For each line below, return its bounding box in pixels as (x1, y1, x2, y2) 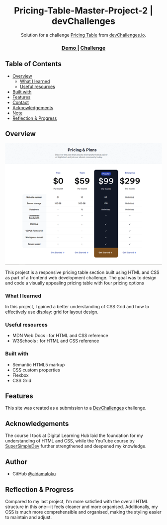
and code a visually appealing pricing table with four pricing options (5, 280, 144, 286)
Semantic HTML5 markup (12, 361, 65, 367)
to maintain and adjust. (5, 514, 52, 520)
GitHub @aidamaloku (12, 471, 56, 477)
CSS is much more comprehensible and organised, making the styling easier (5, 509, 162, 515)
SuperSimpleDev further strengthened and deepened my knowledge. (5, 443, 147, 449)
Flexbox (12, 372, 29, 378)
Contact (12, 99, 29, 105)
